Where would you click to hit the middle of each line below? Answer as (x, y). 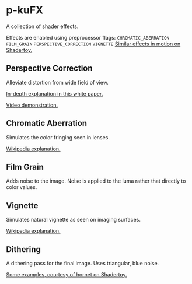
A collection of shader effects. (42, 26)
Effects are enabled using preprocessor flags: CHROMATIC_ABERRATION (88, 37)
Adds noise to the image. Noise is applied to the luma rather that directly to (96, 181)
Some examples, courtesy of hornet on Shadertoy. (67, 274)
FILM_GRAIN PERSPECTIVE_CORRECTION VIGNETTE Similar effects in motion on (93, 44)
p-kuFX (25, 10)
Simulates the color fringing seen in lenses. (58, 137)
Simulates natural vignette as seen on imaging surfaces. (74, 220)
